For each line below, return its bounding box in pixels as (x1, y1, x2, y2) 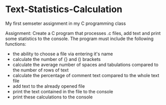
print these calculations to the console (12, 94, 93, 100)
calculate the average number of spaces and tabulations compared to (12, 61, 159, 67)
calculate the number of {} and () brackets (12, 56, 101, 62)
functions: (5, 41, 26, 47)
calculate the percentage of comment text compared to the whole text (12, 72, 159, 78)
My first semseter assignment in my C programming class (5, 20, 126, 26)
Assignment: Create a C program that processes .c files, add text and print (5, 30, 161, 36)
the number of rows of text (12, 67, 69, 73)
